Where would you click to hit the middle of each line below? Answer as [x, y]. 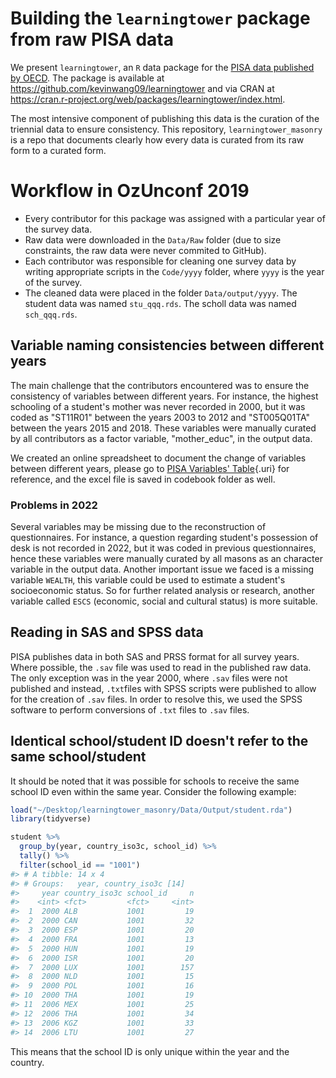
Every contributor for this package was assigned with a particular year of [175, 218]
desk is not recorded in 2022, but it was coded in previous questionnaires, [163, 548]
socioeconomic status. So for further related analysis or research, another [162, 590]
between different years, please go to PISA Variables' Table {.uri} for [150, 468]
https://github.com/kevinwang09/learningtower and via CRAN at [142, 88]
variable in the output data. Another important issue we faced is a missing [162, 569]
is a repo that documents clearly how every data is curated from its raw [157, 139]
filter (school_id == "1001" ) [80, 865]
